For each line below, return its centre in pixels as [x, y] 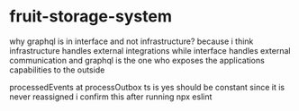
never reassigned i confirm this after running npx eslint [111, 97]
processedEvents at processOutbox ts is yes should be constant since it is [147, 87]
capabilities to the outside [57, 70]
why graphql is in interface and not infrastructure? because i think [131, 41]
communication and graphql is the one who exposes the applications [137, 60]
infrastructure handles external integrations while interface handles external [150, 50]
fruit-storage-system [91, 17]
